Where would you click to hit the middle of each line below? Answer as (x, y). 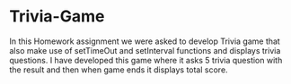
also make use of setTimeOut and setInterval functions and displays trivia (145, 50)
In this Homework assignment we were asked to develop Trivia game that (145, 41)
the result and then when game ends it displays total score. (119, 70)
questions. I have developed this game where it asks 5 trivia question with (146, 60)
